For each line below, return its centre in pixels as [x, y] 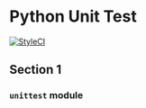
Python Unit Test [73, 17]
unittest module [46, 95]
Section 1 [35, 70]
